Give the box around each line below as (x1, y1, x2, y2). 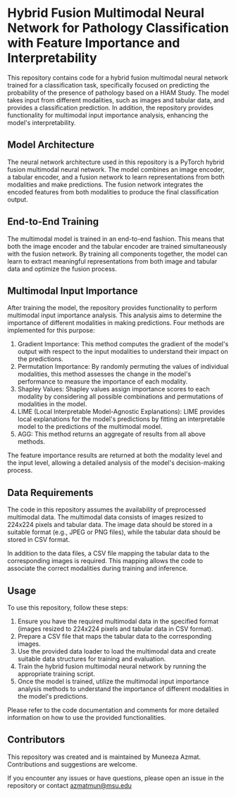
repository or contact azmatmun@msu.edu (7, 781, 132, 789)
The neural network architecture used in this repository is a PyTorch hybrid (7, 158, 225, 166)
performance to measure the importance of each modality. (17, 377, 188, 386)
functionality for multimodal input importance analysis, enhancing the (7, 111, 209, 119)
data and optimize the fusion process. (7, 264, 118, 273)
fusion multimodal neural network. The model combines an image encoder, (7, 165, 225, 174)
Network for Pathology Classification (7, 20, 229, 36)
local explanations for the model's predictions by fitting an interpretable (17, 415, 225, 423)
